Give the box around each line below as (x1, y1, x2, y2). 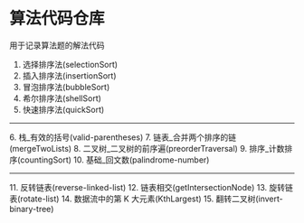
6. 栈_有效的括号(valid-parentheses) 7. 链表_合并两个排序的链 (9, 132, 237, 143)
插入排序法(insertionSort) (22, 70, 117, 81)
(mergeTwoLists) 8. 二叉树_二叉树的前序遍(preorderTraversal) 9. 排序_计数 (9, 143, 285, 153)
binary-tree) (9, 203, 54, 214)
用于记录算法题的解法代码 (9, 40, 105, 51)
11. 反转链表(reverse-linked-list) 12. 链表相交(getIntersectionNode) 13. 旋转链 (9, 181, 294, 192)
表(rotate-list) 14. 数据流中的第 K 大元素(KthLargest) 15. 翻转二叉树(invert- (9, 193, 283, 204)
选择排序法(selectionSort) (22, 59, 119, 70)
